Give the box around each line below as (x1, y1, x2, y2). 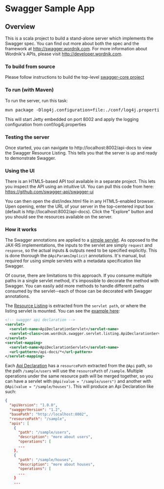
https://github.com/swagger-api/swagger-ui (5, 189, 94, 195)
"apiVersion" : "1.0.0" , (9, 403, 58, 408)
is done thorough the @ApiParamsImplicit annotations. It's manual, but (5, 253, 146, 259)
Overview (5, 22, 36, 31)
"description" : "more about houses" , (18, 462, 95, 467)
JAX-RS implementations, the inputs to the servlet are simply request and (5, 243, 153, 248)
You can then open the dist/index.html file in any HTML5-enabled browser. (5, 199, 155, 204)
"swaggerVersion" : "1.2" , (9, 407, 62, 412)
